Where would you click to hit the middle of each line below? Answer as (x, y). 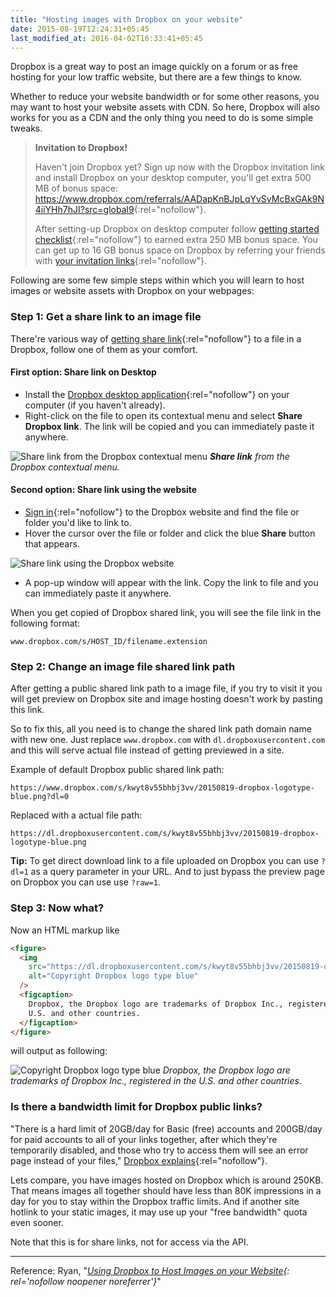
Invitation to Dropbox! (81, 148)
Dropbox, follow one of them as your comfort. (104, 349)
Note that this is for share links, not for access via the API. (129, 1242)
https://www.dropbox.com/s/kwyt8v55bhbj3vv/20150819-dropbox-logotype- (162, 788)
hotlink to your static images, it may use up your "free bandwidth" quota (159, 1212)
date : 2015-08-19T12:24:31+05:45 (80, 29)
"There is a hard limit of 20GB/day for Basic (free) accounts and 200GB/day (166, 1128)
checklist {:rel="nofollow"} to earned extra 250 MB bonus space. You (176, 240)
